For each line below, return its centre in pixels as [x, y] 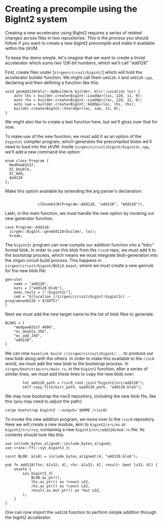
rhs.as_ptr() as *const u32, [61, 486]
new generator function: [29, 218]
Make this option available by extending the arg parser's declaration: [74, 191]
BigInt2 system [36, 19]
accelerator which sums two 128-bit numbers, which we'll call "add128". [77, 63]
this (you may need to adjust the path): [44, 401]
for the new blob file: [26, 270]
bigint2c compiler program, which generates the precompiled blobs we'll [78, 141]
